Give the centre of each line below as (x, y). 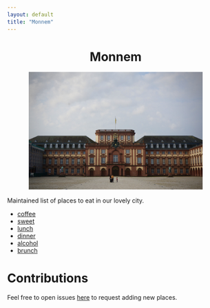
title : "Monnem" (30, 22)
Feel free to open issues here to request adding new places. (92, 297)
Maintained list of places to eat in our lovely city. (76, 201)
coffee (26, 214)
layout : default (30, 14)
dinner (26, 236)
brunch (27, 250)
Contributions (48, 278)
